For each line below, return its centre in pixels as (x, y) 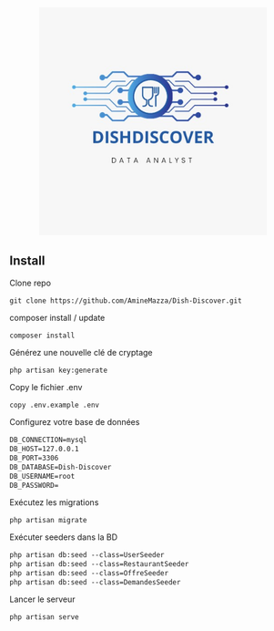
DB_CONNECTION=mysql (49, 440)
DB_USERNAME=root (42, 476)
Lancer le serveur (42, 599)
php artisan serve (44, 617)
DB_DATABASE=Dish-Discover (61, 467)
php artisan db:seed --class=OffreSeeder (89, 573)
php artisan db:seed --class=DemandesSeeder (95, 582)
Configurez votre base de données (75, 421)
